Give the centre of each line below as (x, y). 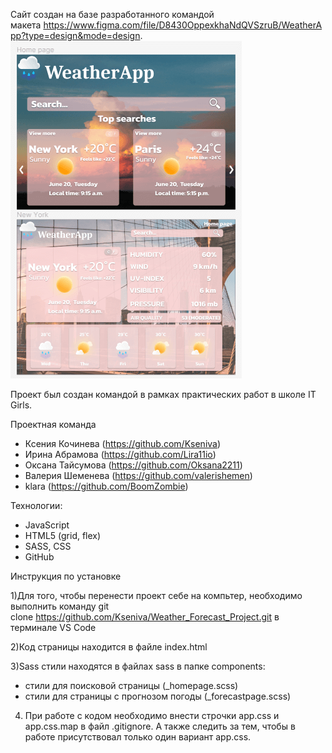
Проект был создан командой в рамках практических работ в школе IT (163, 394)
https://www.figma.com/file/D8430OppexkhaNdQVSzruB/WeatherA (183, 25)
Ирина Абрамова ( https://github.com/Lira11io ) (120, 454)
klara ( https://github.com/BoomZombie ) (106, 486)
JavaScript (47, 525)
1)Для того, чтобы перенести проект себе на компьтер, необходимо (156, 595)
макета (26, 25)
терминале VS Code (53, 627)
